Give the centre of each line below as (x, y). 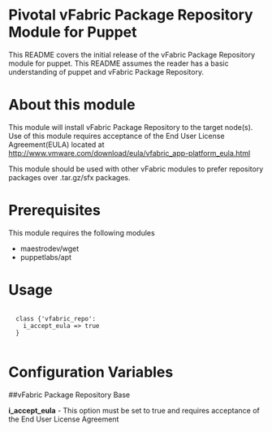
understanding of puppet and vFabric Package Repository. (106, 71)
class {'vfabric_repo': (56, 318)
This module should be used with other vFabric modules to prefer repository (136, 169)
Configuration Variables (91, 372)
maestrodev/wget (50, 248)
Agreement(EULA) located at (56, 145)
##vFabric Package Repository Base (69, 395)
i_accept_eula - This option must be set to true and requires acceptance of (134, 410)
